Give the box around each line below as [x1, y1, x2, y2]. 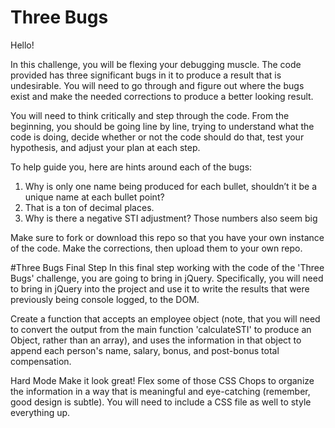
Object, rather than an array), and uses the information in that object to [10, 334, 302, 346]
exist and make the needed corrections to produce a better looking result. [10, 90, 314, 102]
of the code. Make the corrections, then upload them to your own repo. [10, 242, 303, 254]
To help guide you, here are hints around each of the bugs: [10, 161, 253, 173]
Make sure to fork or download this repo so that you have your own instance [10, 231, 325, 243]
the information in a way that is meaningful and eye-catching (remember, [10, 385, 311, 397]
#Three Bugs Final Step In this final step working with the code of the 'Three [10, 261, 325, 273]
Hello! [10, 39, 35, 51]
